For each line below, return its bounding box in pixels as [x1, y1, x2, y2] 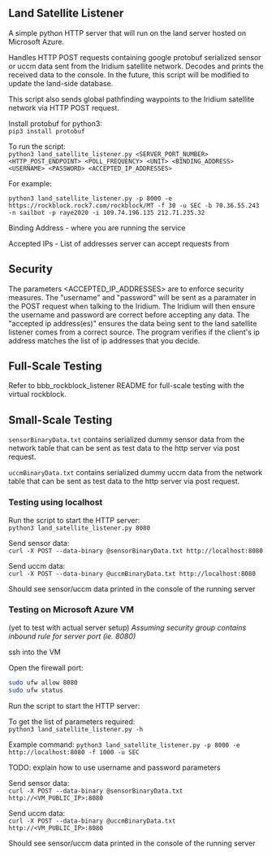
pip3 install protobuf [8, 127, 85, 135]
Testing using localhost [8, 496, 103, 508]
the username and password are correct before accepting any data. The [8, 309, 250, 320]
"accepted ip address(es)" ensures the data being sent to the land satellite [8, 318, 257, 328]
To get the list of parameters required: [8, 716, 136, 727]
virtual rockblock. [8, 390, 67, 400]
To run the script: [8, 142, 67, 151]
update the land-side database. [8, 78, 114, 88]
